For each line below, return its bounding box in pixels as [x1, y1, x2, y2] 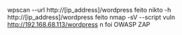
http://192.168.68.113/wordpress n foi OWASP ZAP [7, 21, 150, 28]
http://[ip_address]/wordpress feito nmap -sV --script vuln [7, 13, 176, 21]
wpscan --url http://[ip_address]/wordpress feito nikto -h [7, 6, 171, 14]
